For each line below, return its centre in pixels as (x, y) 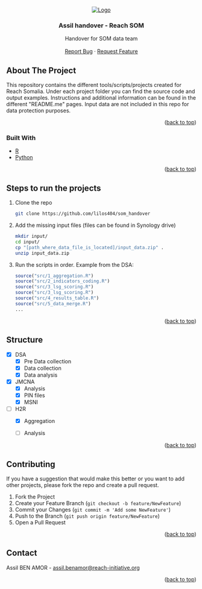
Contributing (31, 464)
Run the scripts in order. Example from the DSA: (74, 264)
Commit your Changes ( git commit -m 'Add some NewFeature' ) (93, 510)
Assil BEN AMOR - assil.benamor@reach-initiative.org (73, 567)
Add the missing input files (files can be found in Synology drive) (95, 225)
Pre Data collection (48, 361)
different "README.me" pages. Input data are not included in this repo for (98, 104)
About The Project (41, 70)
